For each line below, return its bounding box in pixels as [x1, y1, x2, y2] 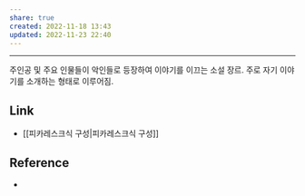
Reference [9, 155, 70, 171]
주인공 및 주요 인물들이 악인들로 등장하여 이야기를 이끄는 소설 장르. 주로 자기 [9, 64, 279, 75]
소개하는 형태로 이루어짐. [25, 76, 114, 87]
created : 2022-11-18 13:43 [9, 22, 112, 31]
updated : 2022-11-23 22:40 [9, 30, 112, 39]
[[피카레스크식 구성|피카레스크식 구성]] [22, 128, 159, 139]
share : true [9, 13, 54, 23]
